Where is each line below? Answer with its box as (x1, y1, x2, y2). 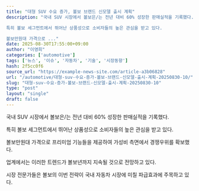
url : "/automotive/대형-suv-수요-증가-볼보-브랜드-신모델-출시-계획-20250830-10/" (6, 74, 194, 80)
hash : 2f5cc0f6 (6, 63, 44, 69)
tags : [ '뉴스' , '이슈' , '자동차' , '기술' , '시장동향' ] (6, 58, 129, 63)
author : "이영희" (6, 47, 46, 53)
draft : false (6, 96, 38, 103)
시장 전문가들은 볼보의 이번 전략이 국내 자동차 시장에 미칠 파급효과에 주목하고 (6, 171, 184, 178)
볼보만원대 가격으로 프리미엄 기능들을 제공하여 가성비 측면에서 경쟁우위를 (6, 138, 174, 145)
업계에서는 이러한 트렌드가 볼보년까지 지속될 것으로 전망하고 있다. (6, 158, 157, 165)
